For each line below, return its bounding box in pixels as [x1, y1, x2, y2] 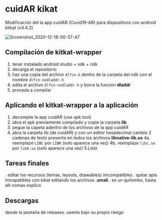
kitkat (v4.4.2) [5, 24, 33, 30]
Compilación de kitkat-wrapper [5, 48, 102, 56]
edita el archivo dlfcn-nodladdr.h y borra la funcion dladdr [12, 82, 131, 88]
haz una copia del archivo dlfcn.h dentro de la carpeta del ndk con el [12, 72, 152, 77]
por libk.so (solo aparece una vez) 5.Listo [12, 145, 98, 151]
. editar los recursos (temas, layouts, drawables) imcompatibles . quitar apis [5, 172, 158, 178]
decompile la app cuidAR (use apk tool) [12, 114, 92, 120]
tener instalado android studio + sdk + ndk [12, 61, 98, 67]
